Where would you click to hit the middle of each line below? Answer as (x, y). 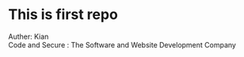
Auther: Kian (29, 36)
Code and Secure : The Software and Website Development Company (122, 44)
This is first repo (63, 15)
